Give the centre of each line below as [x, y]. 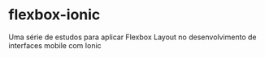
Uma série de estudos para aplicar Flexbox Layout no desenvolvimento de [132, 37]
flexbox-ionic [54, 15]
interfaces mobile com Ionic [55, 45]
